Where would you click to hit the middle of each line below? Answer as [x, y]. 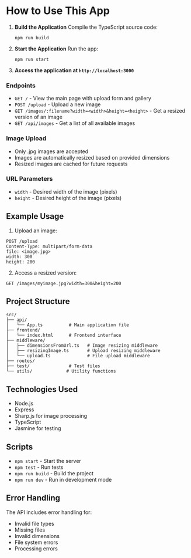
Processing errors [36, 548]
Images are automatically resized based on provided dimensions [92, 157]
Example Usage [35, 216]
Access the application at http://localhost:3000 [74, 70]
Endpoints [21, 85]
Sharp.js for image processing [51, 416]
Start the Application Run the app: [56, 49]
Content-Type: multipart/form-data [49, 246]
